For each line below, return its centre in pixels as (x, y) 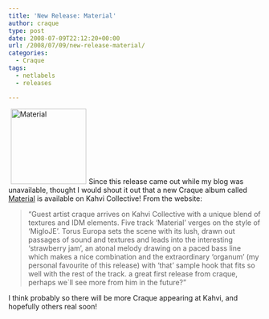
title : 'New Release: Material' (62, 16)
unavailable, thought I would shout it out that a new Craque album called (128, 190)
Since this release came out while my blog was (166, 181)
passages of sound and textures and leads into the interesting (130, 239)
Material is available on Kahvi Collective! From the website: (106, 198)
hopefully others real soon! (53, 306)
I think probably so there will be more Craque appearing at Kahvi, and (123, 297)
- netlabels (36, 76)
